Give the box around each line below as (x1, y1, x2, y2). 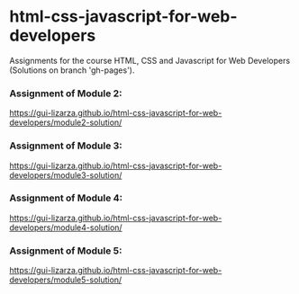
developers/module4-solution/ (9, 222, 123, 233)
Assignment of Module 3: (9, 139, 123, 152)
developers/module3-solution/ (9, 169, 122, 181)
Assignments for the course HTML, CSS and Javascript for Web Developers (9, 55, 291, 66)
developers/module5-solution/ (9, 274, 122, 285)
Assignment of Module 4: (9, 192, 123, 204)
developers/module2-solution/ (9, 117, 122, 128)
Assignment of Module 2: (9, 87, 123, 100)
